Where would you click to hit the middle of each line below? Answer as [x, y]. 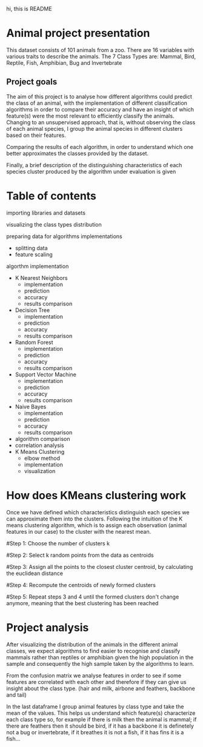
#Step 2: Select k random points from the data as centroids [80, 555]
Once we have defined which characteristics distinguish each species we [98, 512]
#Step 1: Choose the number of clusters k [58, 543]
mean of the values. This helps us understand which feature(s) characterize [101, 713]
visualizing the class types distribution [54, 224]
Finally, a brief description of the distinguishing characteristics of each [94, 165]
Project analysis [48, 627]
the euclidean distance [35, 573]
